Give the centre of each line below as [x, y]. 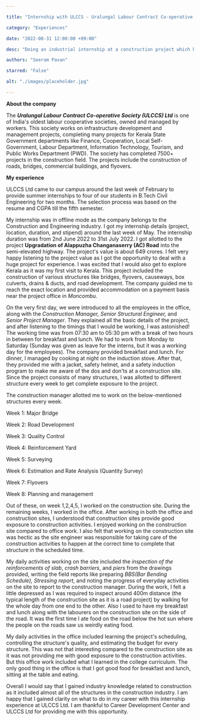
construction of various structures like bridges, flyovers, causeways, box [95, 277]
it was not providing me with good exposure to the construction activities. [96, 655]
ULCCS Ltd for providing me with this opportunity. [67, 711]
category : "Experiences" [37, 27]
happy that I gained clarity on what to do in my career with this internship [96, 698]
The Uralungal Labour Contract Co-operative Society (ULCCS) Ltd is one [98, 115]
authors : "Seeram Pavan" [37, 60]
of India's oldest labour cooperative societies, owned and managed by [93, 121]
